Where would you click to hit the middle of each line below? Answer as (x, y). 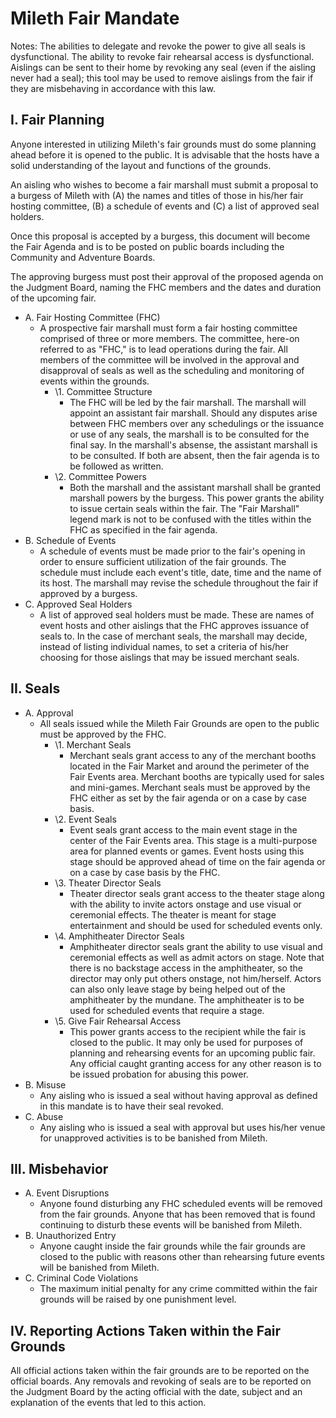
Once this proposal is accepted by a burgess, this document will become (160, 236)
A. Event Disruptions (67, 1193)
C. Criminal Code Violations (81, 1278)
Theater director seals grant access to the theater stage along (197, 893)
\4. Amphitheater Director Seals (119, 936)
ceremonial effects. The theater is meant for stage (173, 914)
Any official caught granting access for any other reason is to (195, 1063)
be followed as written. (116, 466)
